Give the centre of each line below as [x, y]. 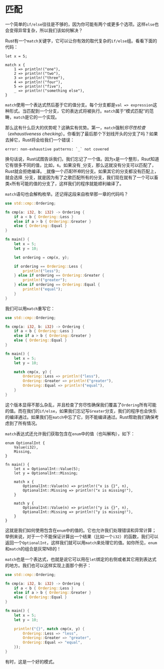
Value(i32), [26, 447]
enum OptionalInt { [25, 443]
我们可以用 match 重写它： [30, 308]
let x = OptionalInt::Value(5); [47, 469]
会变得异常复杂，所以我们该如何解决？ [44, 30]
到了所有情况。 [24, 423]
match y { [24, 503]
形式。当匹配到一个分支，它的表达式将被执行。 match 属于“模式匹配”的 [79, 111]
